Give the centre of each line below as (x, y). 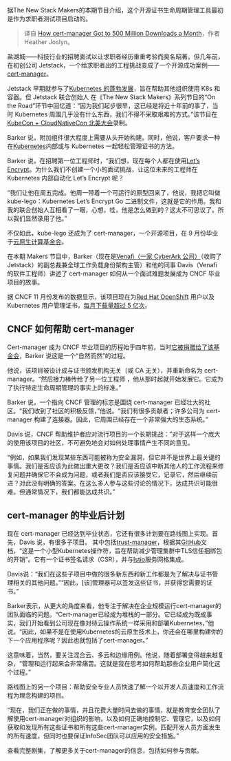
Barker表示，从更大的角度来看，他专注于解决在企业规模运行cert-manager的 (114, 605)
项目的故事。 (25, 282)
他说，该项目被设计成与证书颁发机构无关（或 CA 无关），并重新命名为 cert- (113, 370)
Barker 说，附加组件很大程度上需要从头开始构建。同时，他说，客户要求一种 (114, 137)
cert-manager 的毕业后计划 (66, 515)
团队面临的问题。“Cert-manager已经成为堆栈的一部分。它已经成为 (101, 614)
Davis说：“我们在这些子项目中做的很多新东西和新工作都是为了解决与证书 (110, 574)
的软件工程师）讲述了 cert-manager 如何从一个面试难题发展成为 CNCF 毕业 (114, 273)
